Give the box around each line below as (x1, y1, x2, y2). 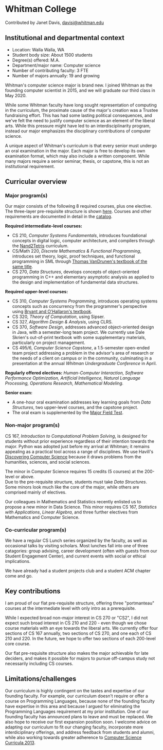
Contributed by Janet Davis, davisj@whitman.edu (5, 20, 104, 25)
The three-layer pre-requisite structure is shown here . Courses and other (5, 209, 152, 214)
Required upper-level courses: (5, 289, 68, 295)
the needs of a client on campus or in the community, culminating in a (12, 355, 152, 361)
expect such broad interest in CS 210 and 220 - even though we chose (5, 620, 147, 626)
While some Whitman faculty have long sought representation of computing (5, 102, 157, 108)
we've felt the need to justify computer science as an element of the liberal (5, 117, 155, 123)
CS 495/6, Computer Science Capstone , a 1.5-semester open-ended (12, 345, 150, 351)
